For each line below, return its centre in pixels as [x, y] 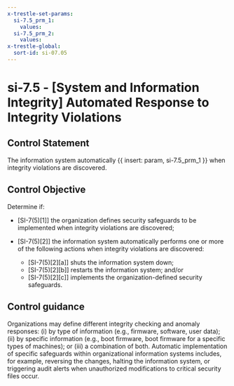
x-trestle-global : [34, 46]
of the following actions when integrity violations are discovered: [111, 248]
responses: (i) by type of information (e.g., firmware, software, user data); [114, 331]
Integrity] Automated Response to [108, 103]
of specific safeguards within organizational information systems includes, [115, 353]
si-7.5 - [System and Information [103, 88]
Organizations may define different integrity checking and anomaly [104, 324]
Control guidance [46, 307]
